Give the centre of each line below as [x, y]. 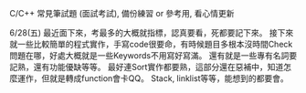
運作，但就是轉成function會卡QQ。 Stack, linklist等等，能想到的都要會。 [153, 78]
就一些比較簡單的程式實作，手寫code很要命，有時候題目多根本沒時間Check [151, 44]
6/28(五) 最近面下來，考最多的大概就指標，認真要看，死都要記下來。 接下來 [152, 33]
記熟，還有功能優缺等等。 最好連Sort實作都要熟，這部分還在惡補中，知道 [147, 67]
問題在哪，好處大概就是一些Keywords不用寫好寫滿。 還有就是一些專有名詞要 [153, 56]
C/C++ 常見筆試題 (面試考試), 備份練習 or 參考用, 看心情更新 [122, 13]
